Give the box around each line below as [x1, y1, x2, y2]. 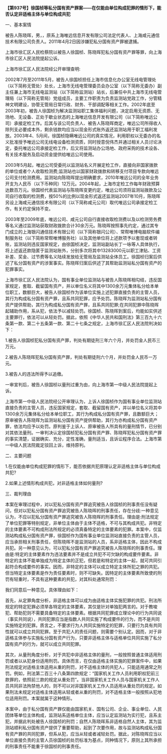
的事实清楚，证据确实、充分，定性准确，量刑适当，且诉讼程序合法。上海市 [5, 436, 158, 442]
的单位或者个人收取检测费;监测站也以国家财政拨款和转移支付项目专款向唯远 [5, 168, 159, 174]
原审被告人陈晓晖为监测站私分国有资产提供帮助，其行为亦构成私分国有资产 [5, 417, 158, 423]
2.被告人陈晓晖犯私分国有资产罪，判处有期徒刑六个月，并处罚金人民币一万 [5, 354, 158, 360]
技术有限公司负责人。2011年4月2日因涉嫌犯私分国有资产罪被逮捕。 [5, 38, 142, 44]
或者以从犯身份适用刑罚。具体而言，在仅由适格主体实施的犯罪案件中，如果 [9, 658, 162, 664]
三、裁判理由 [5, 491, 31, 497]
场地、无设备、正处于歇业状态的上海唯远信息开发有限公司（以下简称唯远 [5, 114, 153, 120]
